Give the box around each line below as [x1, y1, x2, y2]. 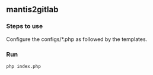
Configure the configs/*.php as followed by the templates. [6, 35, 148, 43]
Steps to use [6, 22, 43, 30]
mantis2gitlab [6, 5, 59, 15]
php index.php [6, 63, 42, 69]
